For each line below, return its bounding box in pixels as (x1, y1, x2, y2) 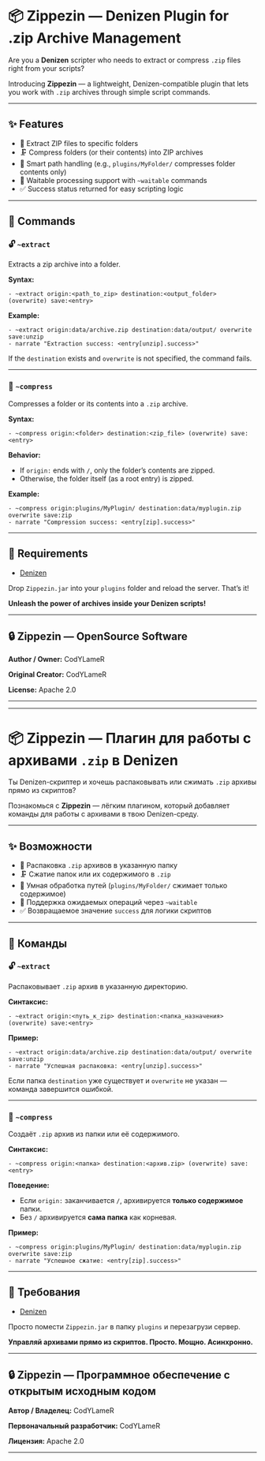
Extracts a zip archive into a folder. (8, 260, 121, 269)
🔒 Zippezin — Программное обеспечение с (8, 1369, 230, 1382)
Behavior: (8, 450, 41, 459)
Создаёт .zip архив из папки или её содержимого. (8, 1130, 180, 1139)
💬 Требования (8, 1286, 80, 1299)
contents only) (19, 167, 67, 177)
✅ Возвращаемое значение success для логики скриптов (19, 906, 211, 916)
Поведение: (8, 1181, 50, 1190)
